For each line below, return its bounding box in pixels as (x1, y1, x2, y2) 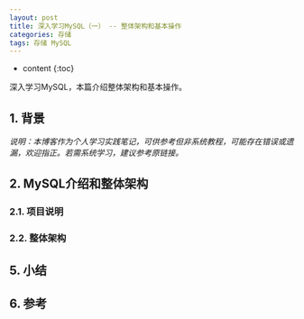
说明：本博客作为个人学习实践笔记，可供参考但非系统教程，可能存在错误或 (9, 136, 286, 147)
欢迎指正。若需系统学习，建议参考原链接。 (24, 148, 183, 159)
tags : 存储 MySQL (9, 38, 72, 48)
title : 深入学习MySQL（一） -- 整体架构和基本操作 (9, 22, 182, 31)
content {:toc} (22, 63, 75, 74)
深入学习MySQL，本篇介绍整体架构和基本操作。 (9, 82, 188, 93)
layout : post (9, 13, 59, 23)
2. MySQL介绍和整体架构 (9, 177, 149, 192)
